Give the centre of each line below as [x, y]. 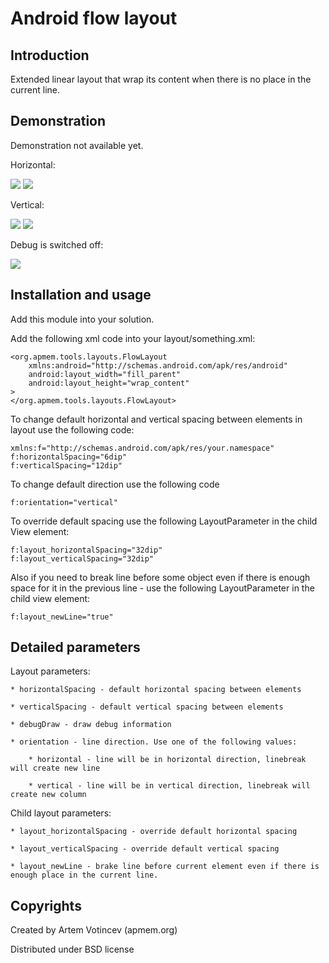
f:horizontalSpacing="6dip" [69, 457]
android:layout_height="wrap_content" [109, 383]
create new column [48, 795]
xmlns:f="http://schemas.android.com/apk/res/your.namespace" [142, 448]
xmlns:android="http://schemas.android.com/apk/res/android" [158, 365]
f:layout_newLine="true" [62, 617]
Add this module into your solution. [82, 319]
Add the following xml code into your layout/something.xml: [133, 338]
